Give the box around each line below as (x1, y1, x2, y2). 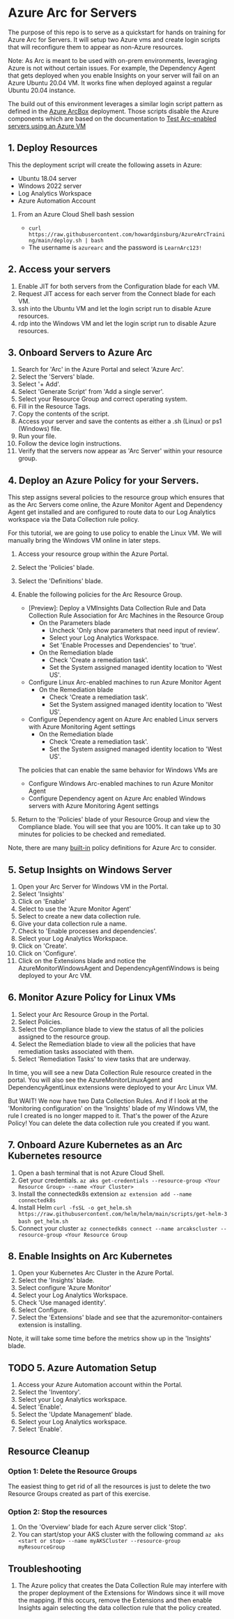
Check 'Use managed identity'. (17, 1298, 107, 1307)
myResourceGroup (17, 1544, 65, 1551)
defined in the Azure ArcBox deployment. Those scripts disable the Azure (8, 107, 219, 115)
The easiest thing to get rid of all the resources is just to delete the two (8, 1482, 211, 1490)
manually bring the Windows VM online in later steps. (8, 536, 161, 545)
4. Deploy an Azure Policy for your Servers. (8, 474, 199, 486)
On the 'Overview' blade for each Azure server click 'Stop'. (17, 1523, 187, 1531)
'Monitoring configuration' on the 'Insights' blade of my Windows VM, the (8, 1104, 219, 1112)
